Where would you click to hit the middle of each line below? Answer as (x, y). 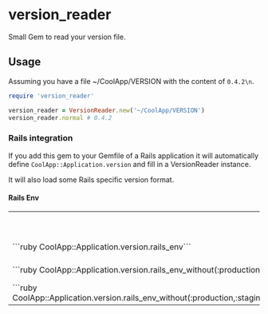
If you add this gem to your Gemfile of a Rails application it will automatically (134, 155)
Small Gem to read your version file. (67, 37)
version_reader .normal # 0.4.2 (60, 117)
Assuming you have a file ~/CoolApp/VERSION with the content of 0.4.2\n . (131, 81)
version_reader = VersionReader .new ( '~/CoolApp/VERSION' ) (106, 110)
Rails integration (41, 138)
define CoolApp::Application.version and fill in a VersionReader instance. (130, 164)
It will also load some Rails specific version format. (91, 179)
